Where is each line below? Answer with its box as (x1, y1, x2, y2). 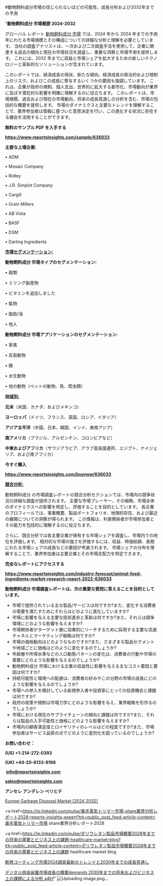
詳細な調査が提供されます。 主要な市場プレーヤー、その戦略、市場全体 (13, 498, 155, 503)
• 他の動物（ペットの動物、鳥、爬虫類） (5, 383, 85, 389)
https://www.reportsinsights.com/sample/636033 (5, 134, 110, 140)
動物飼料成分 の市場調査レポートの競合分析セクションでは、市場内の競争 (5, 492, 151, 497)
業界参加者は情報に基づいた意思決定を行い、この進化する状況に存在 (17, 108, 154, 114)
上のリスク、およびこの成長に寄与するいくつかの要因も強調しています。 (5, 78, 149, 84)
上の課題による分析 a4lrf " (5, 876, 56, 881)
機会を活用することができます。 (9, 114, 73, 120)
